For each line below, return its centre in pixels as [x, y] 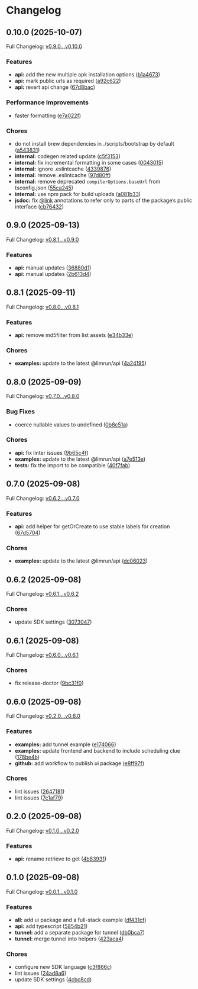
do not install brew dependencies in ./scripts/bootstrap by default [94, 143]
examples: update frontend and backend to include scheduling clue [97, 750]
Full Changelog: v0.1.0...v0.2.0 [43, 830]
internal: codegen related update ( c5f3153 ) [68, 156]
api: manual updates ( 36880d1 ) [53, 268]
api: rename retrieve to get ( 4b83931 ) [61, 859]
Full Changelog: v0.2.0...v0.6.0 [43, 716]
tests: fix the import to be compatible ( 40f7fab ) [72, 465]
